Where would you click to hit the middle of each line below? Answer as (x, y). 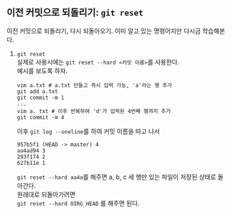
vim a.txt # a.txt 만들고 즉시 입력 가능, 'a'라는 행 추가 (94, 85)
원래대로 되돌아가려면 (46, 194)
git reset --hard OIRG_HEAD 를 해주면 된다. (78, 203)
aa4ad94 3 (31, 151)
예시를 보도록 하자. (42, 71)
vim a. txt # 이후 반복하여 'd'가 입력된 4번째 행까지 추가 (94, 111)
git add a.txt (37, 91)
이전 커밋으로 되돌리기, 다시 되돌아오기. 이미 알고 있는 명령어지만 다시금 (104, 31)
